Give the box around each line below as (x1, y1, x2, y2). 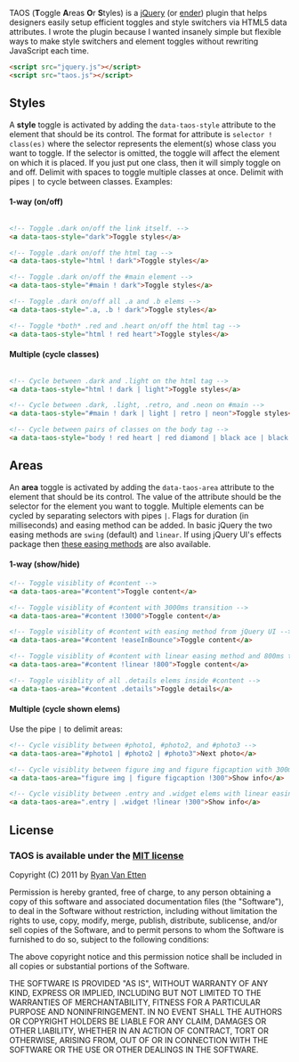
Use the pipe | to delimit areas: (9, 723, 123, 734)
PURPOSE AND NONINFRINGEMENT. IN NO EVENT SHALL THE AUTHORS (9, 1006, 283, 1017)
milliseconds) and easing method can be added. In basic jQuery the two (9, 519, 273, 530)
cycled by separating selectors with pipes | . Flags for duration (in (9, 510, 249, 520)
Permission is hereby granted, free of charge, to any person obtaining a (9, 886, 271, 897)
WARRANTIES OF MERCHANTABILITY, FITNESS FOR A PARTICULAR (9, 997, 261, 1008)
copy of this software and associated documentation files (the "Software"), (9, 895, 285, 907)
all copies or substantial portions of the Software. (9, 960, 190, 971)
